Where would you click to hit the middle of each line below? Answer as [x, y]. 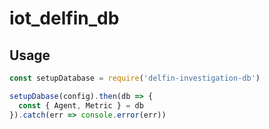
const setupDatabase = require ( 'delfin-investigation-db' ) [135, 78]
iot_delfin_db [64, 18]
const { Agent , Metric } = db [81, 105]
